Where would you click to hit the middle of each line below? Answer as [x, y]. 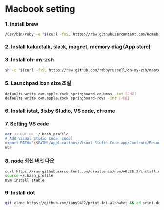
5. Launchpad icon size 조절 [38, 83]
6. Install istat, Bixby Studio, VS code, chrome [60, 111]
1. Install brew [22, 24]
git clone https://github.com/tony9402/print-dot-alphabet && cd [73, 203]
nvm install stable [25, 181]
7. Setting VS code [27, 124]
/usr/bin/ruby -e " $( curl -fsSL [38, 34]
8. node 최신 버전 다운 [30, 161]
